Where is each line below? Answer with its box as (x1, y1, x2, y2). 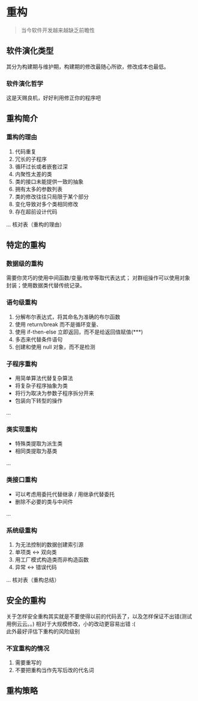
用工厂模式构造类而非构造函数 (14, 556, 89, 563)
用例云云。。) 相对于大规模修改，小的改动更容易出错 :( (6, 620, 136, 627)
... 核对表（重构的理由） (6, 221, 65, 228)
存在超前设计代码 (14, 208, 58, 215)
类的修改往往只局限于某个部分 (14, 193, 89, 200)
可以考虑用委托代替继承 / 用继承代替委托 (14, 491, 115, 498)
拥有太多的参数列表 (14, 185, 63, 192)
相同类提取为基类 (14, 447, 58, 455)
